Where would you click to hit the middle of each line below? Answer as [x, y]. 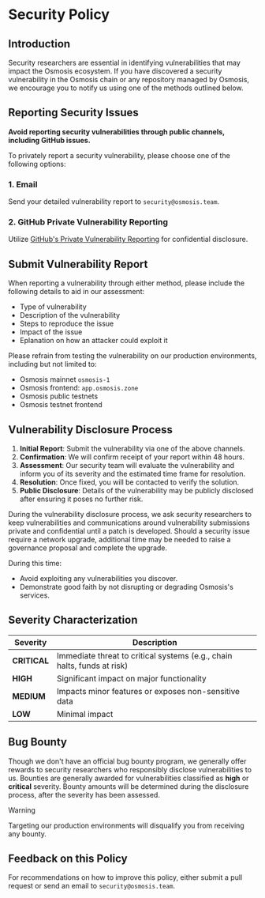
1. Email [23, 184]
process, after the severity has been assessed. [84, 794]
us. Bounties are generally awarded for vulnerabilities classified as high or [129, 778]
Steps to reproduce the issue [67, 324]
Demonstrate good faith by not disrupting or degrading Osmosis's [127, 587]
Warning [22, 810]
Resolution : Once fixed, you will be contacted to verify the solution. [129, 482]
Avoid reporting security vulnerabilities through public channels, [116, 131]
